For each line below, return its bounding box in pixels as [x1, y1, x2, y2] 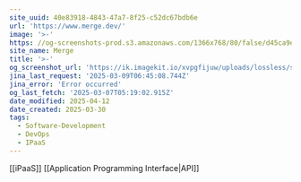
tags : [9, 113, 30, 122]
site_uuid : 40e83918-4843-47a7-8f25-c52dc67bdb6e [9, 13, 199, 22]
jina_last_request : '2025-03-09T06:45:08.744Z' [9, 72, 191, 81]
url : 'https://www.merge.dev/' [9, 22, 126, 30]
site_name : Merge [9, 47, 74, 56]
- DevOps [17, 130, 50, 139]
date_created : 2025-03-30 [9, 105, 106, 114]
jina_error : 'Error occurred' [9, 80, 123, 89]
